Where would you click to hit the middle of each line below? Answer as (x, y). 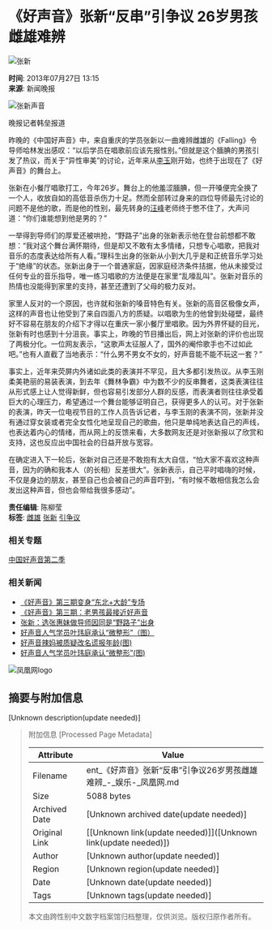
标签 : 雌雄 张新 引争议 (45, 517)
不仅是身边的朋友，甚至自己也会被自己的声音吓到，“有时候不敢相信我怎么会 (134, 480)
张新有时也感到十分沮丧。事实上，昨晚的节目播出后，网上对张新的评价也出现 (136, 333)
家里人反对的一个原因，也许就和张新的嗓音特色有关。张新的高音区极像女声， (136, 303)
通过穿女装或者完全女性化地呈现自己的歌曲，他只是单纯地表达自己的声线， (139, 422)
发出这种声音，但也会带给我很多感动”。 (74, 490)
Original (47, 832)
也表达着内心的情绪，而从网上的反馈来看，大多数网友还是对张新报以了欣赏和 (136, 432)
